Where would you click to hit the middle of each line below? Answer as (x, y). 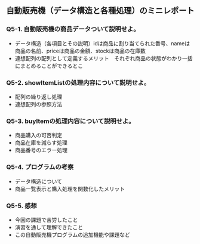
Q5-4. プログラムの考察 (40, 167)
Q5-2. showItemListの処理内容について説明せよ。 (78, 82)
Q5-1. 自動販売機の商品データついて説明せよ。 (73, 29)
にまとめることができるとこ (49, 66)
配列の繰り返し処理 (39, 97)
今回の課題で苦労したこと (46, 220)
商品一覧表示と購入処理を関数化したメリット (70, 189)
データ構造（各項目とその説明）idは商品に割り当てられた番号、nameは (102, 43)
